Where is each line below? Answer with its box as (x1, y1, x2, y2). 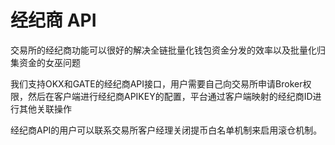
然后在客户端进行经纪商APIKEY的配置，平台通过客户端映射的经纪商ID (27, 90, 313, 102)
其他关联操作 (18, 102, 72, 115)
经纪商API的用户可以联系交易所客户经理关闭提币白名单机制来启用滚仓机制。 (10, 124, 323, 136)
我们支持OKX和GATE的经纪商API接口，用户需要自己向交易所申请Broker (10, 77, 303, 90)
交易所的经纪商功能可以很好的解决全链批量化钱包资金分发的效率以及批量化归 (10, 44, 326, 56)
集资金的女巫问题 (10, 56, 81, 68)
